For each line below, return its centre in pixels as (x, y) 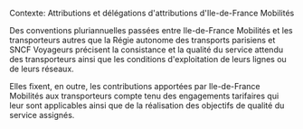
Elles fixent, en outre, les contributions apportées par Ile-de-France (135, 86)
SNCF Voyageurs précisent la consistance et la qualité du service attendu (146, 50)
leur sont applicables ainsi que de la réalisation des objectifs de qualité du (147, 106)
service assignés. (42, 115)
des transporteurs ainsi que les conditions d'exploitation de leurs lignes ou (148, 59)
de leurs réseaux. (42, 69)
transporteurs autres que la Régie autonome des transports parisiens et (142, 40)
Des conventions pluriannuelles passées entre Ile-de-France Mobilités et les (151, 30)
